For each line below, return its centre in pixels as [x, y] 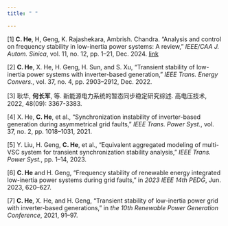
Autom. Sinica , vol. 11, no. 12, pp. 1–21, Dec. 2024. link [83, 54]
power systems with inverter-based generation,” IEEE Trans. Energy [122, 74]
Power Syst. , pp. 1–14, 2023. [47, 159]
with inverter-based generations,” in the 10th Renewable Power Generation [113, 207]
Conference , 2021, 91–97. [43, 215]
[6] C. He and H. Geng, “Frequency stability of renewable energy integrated [114, 172]
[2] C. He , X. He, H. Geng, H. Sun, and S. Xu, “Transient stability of [101, 67]
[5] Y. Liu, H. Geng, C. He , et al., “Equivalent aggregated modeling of [104, 144]
